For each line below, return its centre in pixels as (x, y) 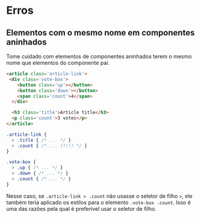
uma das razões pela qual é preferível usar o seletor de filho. (81, 208)
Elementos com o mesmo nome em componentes (100, 33)
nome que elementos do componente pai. (58, 63)
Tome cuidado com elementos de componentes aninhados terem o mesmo (99, 56)
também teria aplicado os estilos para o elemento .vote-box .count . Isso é (99, 202)
